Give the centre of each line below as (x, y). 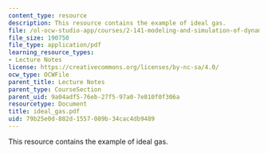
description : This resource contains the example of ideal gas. (117, 23)
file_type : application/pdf (55, 45)
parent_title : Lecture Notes (57, 82)
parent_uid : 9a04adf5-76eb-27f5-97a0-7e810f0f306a (94, 97)
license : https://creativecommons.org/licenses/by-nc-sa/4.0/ (114, 67)
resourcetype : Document (48, 104)
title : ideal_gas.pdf (44, 112)
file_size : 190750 (39, 38)
